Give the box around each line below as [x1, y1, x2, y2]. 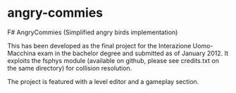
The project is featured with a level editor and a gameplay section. [7, 77, 199, 85]
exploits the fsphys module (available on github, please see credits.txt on [7, 56, 220, 64]
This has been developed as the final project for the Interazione [7, 41, 192, 50]
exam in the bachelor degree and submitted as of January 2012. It [37, 49, 229, 57]
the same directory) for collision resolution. [7, 64, 132, 72]
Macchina [7, 49, 37, 57]
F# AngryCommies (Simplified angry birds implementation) [7, 28, 178, 36]
